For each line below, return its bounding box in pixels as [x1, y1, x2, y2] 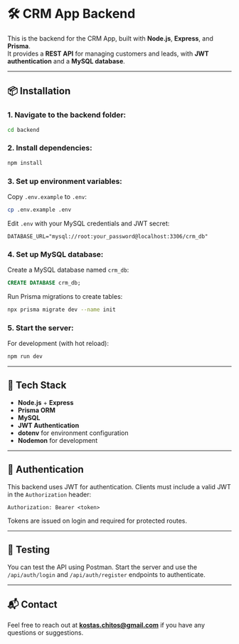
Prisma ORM [17, 406, 55, 414]
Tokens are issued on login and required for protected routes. [7, 516, 187, 525]
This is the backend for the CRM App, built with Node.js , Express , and [7, 34, 213, 43]
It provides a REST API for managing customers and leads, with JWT [7, 49, 209, 58]
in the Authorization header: [7, 490, 92, 499]
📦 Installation [7, 85, 71, 97]
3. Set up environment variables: [7, 176, 122, 186]
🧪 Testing [7, 543, 51, 556]
